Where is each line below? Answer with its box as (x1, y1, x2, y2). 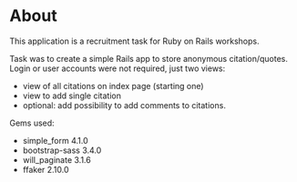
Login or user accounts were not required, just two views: (9, 63, 226, 74)
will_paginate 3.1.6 (22, 154, 91, 165)
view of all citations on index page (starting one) (22, 80, 204, 91)
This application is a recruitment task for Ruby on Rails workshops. (9, 35, 260, 46)
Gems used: (9, 117, 55, 128)
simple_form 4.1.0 (22, 135, 88, 146)
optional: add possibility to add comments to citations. (22, 99, 226, 110)
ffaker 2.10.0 (22, 164, 70, 175)
